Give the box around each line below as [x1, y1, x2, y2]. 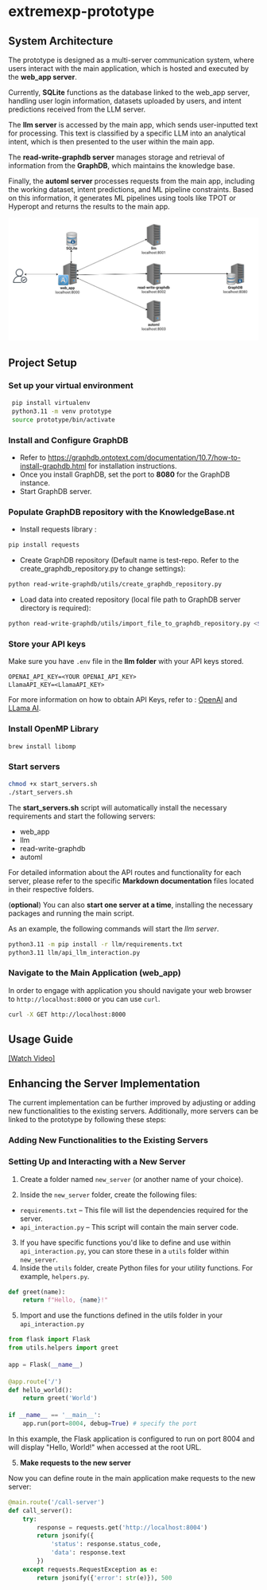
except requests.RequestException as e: [22, 1565, 158, 1573]
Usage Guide [8, 1033, 74, 1046]
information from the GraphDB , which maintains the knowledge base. [8, 161, 235, 170]
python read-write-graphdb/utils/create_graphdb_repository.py [8, 580, 222, 588]
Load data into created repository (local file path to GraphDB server [19, 595, 241, 604]
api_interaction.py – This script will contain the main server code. [19, 1222, 239, 1231]
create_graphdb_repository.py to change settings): [19, 564, 186, 574]
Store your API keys [8, 638, 86, 650]
